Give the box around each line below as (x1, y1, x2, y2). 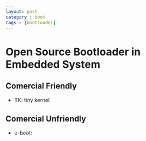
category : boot (5, 14, 46, 20)
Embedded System (5, 57, 101, 71)
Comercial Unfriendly (5, 113, 86, 124)
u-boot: (14, 129, 33, 136)
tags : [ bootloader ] (5, 19, 57, 25)
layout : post (5, 8, 38, 15)
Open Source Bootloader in (5, 45, 141, 58)
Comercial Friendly (5, 81, 77, 91)
